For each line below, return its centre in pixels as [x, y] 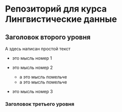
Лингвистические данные [61, 19]
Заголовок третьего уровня [40, 104]
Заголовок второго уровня [48, 37]
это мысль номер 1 [32, 58]
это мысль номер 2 [32, 67]
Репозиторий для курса [56, 9]
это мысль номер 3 [32, 91]
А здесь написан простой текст [38, 49]
